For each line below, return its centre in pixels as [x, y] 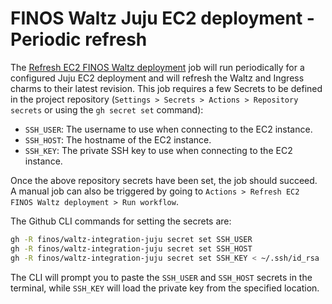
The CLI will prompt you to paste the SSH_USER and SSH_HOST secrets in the [161, 277]
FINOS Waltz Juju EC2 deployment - [162, 18]
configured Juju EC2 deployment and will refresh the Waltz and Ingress [157, 78]
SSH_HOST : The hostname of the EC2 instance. [118, 139]
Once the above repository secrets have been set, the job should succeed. [164, 180]
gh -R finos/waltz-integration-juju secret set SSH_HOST [131, 248]
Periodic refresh [79, 39]
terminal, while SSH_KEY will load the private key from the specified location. [165, 288]
